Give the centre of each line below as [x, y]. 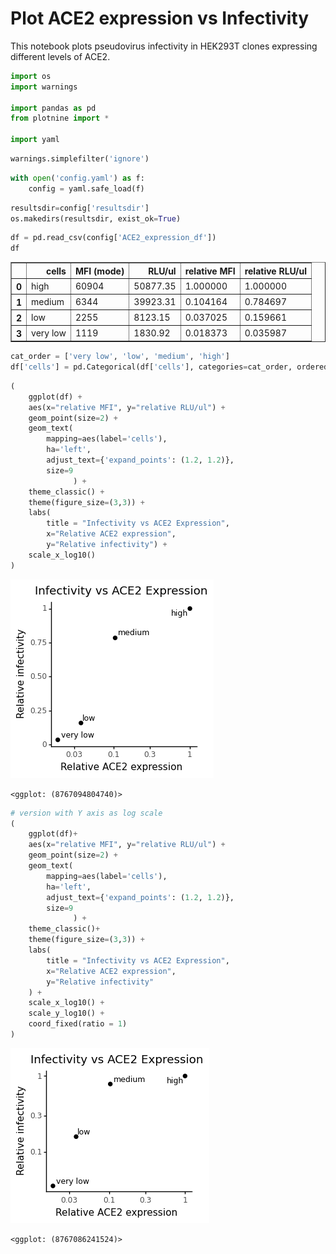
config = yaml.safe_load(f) [86, 188]
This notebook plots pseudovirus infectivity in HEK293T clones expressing [164, 46]
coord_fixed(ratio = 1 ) [78, 1024]
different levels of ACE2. [60, 56]
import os [31, 76]
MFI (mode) [99, 271]
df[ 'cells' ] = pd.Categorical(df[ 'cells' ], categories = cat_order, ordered [169, 367]
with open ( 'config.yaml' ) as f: [77, 178]
